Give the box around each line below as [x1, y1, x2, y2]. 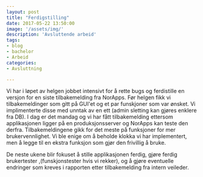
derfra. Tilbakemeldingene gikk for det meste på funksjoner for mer [6, 126, 176, 134]
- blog [6, 43, 23, 49]
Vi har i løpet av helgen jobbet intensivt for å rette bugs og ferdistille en [6, 88, 185, 95]
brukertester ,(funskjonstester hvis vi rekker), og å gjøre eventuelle [6, 158, 174, 165]
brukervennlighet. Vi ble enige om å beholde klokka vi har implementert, [6, 133, 187, 140]
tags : [6, 37, 20, 43]
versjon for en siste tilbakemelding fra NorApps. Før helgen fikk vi [6, 94, 171, 101]
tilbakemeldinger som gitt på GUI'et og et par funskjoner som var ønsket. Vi [6, 100, 196, 108]
